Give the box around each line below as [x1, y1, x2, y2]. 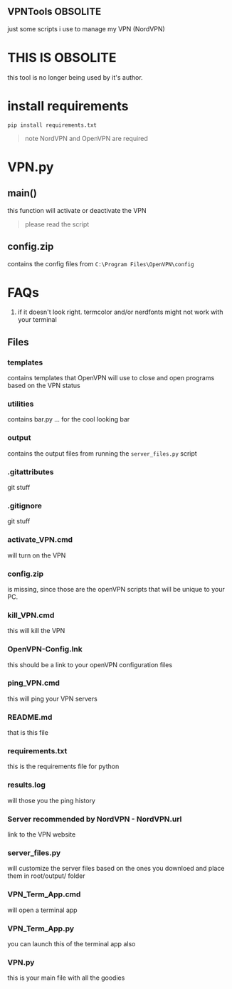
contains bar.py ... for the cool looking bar [7, 415, 130, 424]
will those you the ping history [7, 796, 96, 805]
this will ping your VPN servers [7, 694, 97, 703]
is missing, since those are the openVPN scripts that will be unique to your [7, 585, 226, 593]
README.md [7, 712, 53, 722]
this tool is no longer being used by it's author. [7, 73, 144, 81]
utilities [7, 399, 34, 409]
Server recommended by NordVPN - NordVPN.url [7, 814, 182, 824]
